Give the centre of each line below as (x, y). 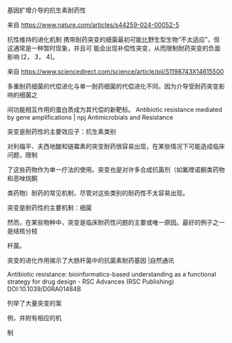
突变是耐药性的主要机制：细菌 (49, 207)
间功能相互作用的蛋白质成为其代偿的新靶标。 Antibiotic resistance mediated (115, 110)
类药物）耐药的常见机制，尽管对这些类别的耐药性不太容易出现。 (98, 193)
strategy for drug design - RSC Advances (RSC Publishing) (91, 281)
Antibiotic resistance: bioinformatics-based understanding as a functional (112, 274)
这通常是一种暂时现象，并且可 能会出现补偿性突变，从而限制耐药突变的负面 (114, 48)
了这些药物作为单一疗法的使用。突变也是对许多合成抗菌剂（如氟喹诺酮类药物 (116, 169)
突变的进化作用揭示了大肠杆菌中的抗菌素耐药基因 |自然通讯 (91, 260)
